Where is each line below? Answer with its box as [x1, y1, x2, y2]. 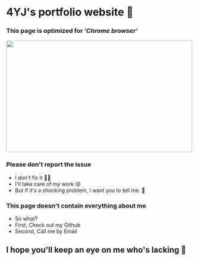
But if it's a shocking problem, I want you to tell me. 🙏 [14, 187, 146, 194]
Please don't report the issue [6, 160, 92, 169]
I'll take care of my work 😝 [14, 180, 81, 187]
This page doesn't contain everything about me [6, 201, 147, 210]
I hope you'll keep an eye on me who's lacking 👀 [6, 245, 187, 255]
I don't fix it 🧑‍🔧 [14, 174, 51, 181]
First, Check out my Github [14, 222, 81, 229]
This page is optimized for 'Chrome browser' [6, 27, 138, 35]
